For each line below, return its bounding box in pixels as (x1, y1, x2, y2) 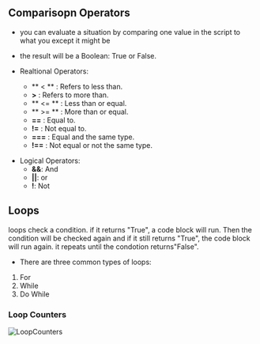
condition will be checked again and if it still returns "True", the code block (8, 233, 251, 243)
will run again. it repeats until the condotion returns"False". (8, 241, 199, 251)
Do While (19, 289, 50, 299)
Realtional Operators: (19, 66, 89, 76)
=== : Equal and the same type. (31, 132, 135, 142)
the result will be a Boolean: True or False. (19, 51, 156, 60)
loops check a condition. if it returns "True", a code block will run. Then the (8, 225, 253, 234)
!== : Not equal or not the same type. (31, 140, 153, 149)
